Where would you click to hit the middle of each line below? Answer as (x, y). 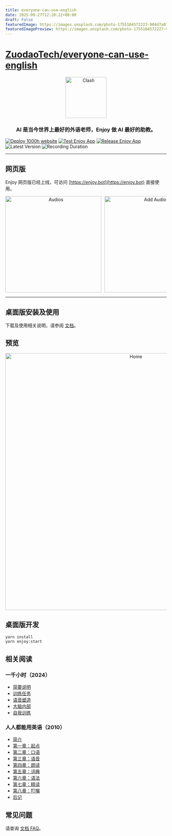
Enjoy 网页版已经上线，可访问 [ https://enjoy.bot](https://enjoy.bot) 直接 (80, 182)
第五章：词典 (26, 772)
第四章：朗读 (26, 765)
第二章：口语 (26, 752)
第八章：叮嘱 (26, 791)
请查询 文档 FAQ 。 (24, 828)
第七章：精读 (26, 785)
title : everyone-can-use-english (41, 10)
